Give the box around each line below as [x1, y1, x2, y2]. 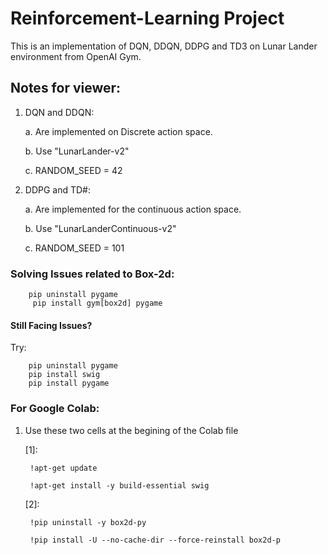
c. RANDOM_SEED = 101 [24, 242, 125, 254]
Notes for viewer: [10, 80, 122, 97]
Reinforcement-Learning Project [10, 7, 285, 30]
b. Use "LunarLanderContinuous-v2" [24, 222, 177, 234]
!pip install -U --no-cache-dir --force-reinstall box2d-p [29, 535, 281, 545]
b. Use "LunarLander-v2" [24, 145, 130, 157]
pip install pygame [28, 378, 110, 389]
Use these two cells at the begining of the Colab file [24, 424, 239, 436]
